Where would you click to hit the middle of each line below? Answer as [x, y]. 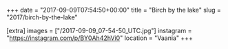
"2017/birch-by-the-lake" [42, 17]
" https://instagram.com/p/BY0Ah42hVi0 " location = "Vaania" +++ [100, 38]
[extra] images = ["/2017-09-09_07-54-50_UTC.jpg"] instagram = [99, 31]
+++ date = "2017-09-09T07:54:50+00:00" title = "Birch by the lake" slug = [114, 10]
